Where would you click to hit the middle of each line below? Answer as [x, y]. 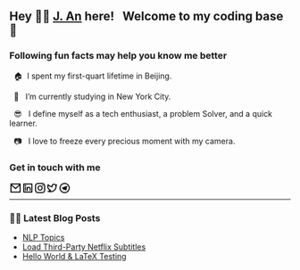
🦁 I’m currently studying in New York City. [92, 96]
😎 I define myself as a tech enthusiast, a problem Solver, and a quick [143, 113]
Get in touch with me [55, 168]
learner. [23, 123]
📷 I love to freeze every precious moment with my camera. [124, 141]
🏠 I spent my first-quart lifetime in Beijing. [92, 76]
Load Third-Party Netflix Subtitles [84, 247]
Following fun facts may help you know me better [118, 56]
